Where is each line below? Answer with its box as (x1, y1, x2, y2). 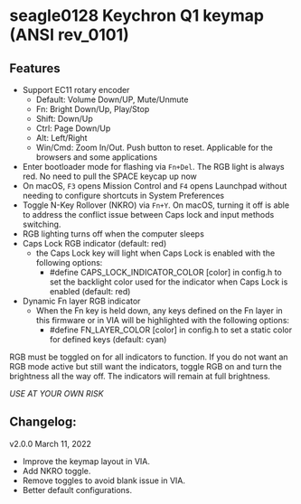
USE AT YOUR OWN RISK (9, 388, 104, 398)
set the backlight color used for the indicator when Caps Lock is (49, 276, 288, 287)
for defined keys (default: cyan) (49, 334, 167, 344)
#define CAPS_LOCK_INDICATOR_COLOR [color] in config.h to (49, 267, 282, 277)
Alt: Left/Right (35, 133, 88, 143)
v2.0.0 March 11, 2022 (9, 438, 92, 449)
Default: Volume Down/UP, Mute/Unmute (35, 94, 189, 105)
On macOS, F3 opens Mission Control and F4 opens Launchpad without (22, 181, 287, 191)
